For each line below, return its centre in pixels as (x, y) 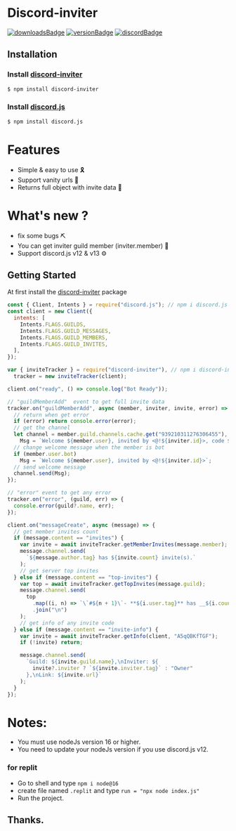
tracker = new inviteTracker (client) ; (71, 377)
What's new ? (48, 215)
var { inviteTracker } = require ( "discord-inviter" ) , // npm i (102, 370)
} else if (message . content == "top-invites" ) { (86, 577)
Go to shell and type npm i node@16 (68, 783)
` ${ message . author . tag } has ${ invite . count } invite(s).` (111, 558)
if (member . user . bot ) (45, 454)
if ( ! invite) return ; (51, 643)
